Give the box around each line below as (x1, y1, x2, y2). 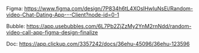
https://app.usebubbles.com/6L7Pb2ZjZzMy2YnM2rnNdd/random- (26, 23, 192, 29)
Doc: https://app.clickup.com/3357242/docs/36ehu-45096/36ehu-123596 (6, 41, 190, 47)
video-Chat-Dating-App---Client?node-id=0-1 (6, 11, 120, 18)
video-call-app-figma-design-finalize (6, 29, 99, 36)
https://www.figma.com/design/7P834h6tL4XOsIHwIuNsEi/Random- (24, 5, 193, 12)
